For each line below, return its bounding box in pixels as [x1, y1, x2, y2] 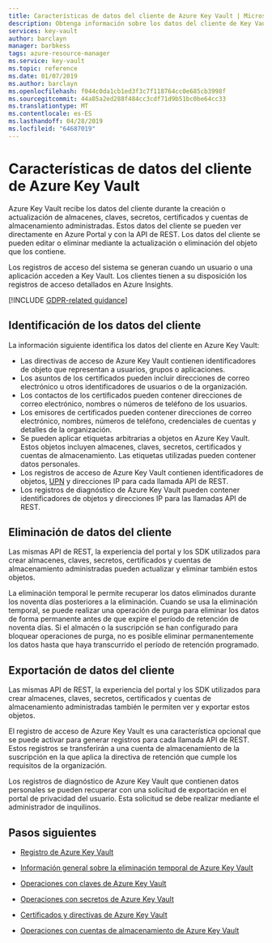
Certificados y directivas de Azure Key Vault [19, 910, 168, 920]
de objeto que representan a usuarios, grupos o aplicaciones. [19, 364, 225, 374]
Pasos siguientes [8, 826, 97, 839]
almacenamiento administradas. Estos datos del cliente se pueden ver [8, 220, 242, 231]
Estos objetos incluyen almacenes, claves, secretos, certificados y [19, 442, 242, 452]
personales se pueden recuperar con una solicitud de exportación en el [8, 785, 247, 795]
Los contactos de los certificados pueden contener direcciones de [19, 390, 243, 400]
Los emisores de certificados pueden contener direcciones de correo [19, 407, 253, 417]
